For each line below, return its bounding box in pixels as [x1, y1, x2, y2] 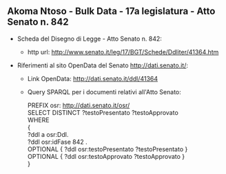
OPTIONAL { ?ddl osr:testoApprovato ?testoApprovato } [27, 152, 185, 160]
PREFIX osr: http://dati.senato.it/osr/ [27, 101, 130, 109]
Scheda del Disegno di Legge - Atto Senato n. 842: [17, 34, 162, 43]
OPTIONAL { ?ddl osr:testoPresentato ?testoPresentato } [27, 144, 188, 153]
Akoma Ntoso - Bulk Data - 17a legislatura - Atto [7, 6, 216, 17]
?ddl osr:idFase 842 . [27, 138, 88, 146]
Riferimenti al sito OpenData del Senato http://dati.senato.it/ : [17, 61, 188, 69]
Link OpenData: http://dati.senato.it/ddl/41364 [27, 74, 158, 83]
